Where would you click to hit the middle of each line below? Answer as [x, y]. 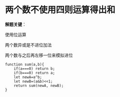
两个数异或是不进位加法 [28, 45]
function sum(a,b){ [25, 64]
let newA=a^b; [28, 77]
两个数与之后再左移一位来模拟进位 [39, 55]
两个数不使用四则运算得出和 [60, 10]
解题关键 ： [16, 24]
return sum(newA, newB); [39, 85]
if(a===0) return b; [34, 68]
